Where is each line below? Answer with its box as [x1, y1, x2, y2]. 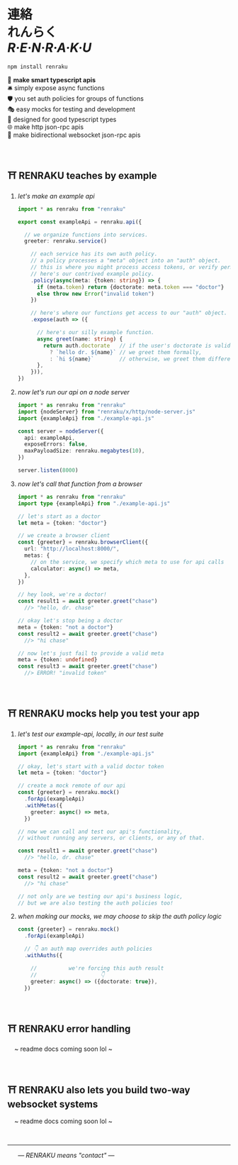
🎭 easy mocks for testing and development [7, 104, 136, 114]
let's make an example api [17, 192, 95, 200]
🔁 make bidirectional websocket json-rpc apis [7, 131, 141, 139]
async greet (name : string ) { [36, 335, 123, 343]
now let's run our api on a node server [17, 388, 130, 396]
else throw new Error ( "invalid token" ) [36, 290, 154, 297]
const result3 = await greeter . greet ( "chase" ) [17, 663, 158, 670]
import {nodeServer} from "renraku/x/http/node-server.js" [17, 408, 196, 415]
